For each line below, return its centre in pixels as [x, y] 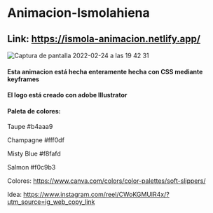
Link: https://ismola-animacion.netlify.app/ [104, 39]
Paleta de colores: [34, 111]
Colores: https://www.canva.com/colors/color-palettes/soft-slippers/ [106, 181]
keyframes [23, 79]
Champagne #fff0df [36, 140]
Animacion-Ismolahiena [78, 13]
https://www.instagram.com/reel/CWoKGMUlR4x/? [96, 195]
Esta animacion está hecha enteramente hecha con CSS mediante [105, 71]
